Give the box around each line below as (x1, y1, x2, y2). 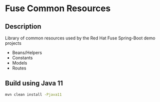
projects (5, 40, 22, 46)
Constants (12, 55, 33, 61)
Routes (12, 65, 27, 71)
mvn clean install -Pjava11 (5, 92, 62, 97)
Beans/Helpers (12, 50, 42, 55)
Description (5, 22, 41, 31)
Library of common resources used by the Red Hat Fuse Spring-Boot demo (5, 35, 156, 41)
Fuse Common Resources (5, 3, 111, 14)
